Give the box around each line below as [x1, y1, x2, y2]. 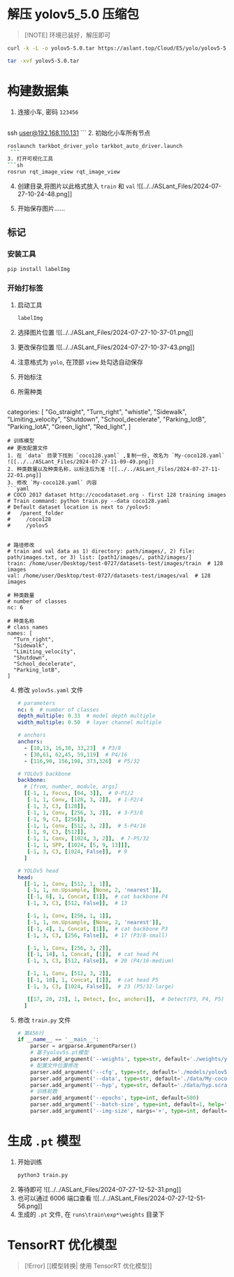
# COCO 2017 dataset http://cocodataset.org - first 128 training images [7, 491, 227, 498]
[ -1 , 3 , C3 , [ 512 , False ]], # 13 [27, 900, 128, 907]
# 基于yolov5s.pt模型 [30, 1049, 89, 1056]
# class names [7, 623, 49, 631]
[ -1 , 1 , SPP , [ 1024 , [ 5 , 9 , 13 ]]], [27, 842, 131, 849]
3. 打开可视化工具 [7, 155, 54, 163]
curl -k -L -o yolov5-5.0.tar [7, 45, 96, 52]
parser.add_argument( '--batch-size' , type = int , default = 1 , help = [30, 1101, 225, 1108]
